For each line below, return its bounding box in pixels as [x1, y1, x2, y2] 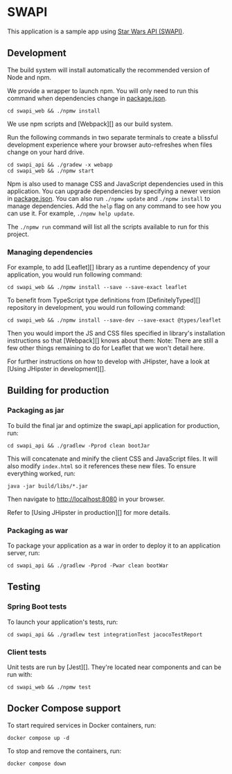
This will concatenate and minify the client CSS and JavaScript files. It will [7, 454, 218, 463]
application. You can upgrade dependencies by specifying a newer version [7, 187, 221, 195]
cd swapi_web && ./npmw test [7, 684, 91, 691]
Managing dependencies [7, 247, 93, 257]
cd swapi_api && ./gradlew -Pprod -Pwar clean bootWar [7, 562, 169, 570]
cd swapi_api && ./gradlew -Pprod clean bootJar [7, 442, 150, 449]
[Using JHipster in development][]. [7, 365, 106, 373]
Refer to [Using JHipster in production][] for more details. [7, 508, 171, 516]
